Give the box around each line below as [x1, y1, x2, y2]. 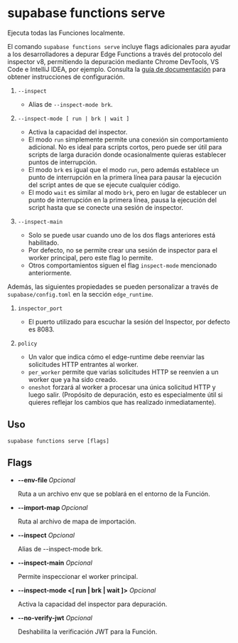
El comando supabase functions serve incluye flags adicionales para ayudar [7, 42, 231, 51]
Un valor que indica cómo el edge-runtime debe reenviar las [28, 352, 205, 361]
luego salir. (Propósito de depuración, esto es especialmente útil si [28, 390, 223, 399]
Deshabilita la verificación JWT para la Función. [17, 627, 158, 636]
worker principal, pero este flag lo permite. [28, 253, 153, 262]
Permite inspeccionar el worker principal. [17, 572, 139, 580]
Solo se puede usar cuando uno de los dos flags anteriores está [28, 230, 215, 239]
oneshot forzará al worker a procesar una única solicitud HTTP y [28, 383, 216, 391]
